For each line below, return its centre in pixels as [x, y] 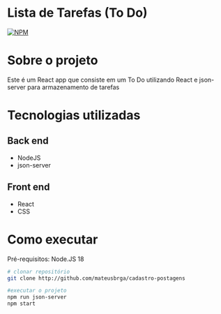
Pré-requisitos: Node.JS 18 [46, 259]
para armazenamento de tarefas [74, 87]
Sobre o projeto [53, 60]
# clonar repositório [39, 271]
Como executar [53, 239]
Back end [28, 141]
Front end [29, 187]
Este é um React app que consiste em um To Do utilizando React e [102, 80]
